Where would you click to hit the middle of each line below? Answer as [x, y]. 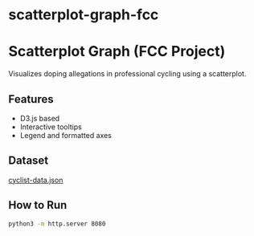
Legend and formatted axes [66, 135]
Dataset [29, 161]
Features [31, 99]
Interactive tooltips [51, 127]
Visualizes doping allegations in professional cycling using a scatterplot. [127, 74]
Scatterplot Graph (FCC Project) [117, 52]
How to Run [38, 205]
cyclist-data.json [36, 180]
